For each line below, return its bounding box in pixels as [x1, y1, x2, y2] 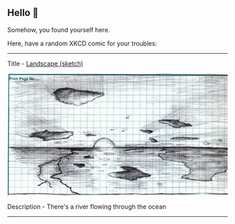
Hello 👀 [7, 7, 39, 19]
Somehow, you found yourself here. [7, 25, 111, 34]
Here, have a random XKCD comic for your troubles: [7, 39, 157, 48]
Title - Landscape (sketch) [7, 59, 84, 67]
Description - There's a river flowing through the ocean [7, 202, 166, 211]
